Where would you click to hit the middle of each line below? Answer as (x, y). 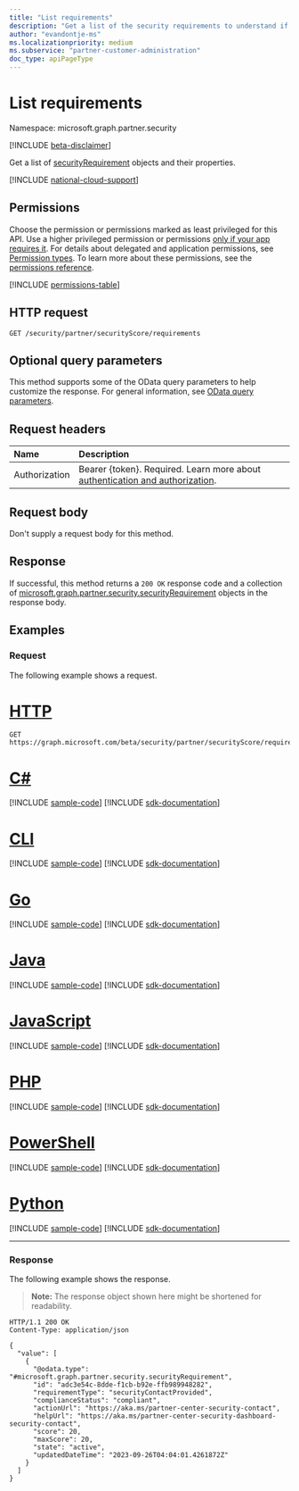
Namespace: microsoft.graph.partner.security (93, 128)
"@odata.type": (61, 1370)
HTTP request (49, 313)
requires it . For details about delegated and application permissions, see (141, 248)
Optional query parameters (86, 360)
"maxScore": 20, (63, 1440)
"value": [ (37, 1354)
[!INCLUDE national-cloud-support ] (74, 179)
